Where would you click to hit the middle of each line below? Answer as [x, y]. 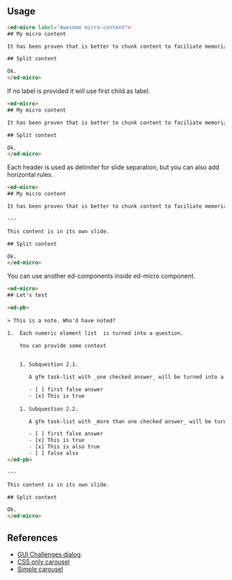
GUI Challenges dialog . [50, 554]
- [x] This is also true [64, 447]
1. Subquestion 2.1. [49, 364]
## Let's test [28, 295]
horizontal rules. [30, 175]
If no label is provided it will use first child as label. [79, 91]
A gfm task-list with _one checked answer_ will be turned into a [126, 377]
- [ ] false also [54, 453]
